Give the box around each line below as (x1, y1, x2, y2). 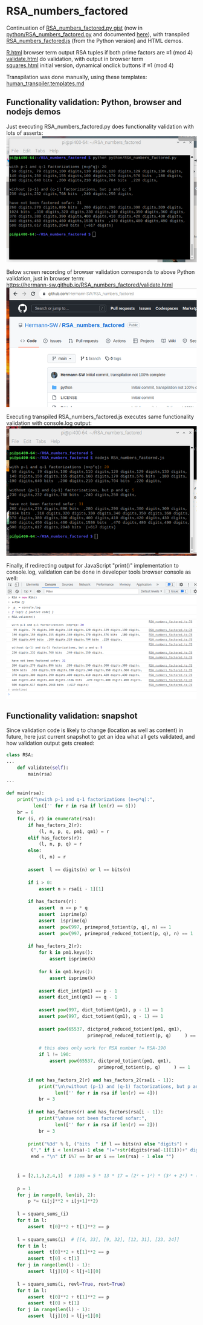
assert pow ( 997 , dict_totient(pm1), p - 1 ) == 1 (38, 1007, 164, 1013)
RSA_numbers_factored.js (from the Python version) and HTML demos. (6, 37, 183, 44)
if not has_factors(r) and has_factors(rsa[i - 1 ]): (28, 1109, 164, 1115)
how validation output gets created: (6, 739, 95, 747)
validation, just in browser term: (6, 275, 85, 282)
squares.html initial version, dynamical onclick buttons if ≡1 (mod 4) (6, 62, 174, 69)
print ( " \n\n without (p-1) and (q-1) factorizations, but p (38, 1083, 190, 1089)
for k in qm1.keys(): (38, 968, 94, 974)
